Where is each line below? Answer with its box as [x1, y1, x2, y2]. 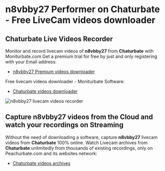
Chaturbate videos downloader [12, 88, 78, 94]
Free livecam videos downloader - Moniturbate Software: [5, 79, 125, 84]
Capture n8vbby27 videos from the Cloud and [5, 113, 153, 121]
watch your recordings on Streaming [5, 121, 123, 129]
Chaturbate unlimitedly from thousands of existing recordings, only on [5, 145, 153, 151]
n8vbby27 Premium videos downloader [12, 69, 95, 75]
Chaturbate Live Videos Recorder [5, 35, 113, 43]
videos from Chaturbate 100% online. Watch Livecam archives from [5, 140, 148, 146]
